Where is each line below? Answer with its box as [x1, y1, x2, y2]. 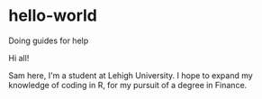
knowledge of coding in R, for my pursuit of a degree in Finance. [8, 79, 248, 90]
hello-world [8, 5, 98, 26]
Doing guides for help [8, 35, 89, 46]
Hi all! [8, 52, 30, 63]
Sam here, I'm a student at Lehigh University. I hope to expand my [8, 69, 253, 81]
